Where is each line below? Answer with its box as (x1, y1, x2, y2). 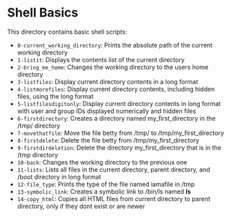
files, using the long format (17, 92, 94, 101)
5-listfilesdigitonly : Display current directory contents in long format (17, 99, 221, 107)
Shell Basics (7, 5, 79, 21)
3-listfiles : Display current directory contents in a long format (17, 77, 199, 85)
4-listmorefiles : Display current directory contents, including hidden (17, 85, 215, 93)
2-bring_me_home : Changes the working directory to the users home (17, 63, 209, 71)
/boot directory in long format (17, 172, 101, 180)
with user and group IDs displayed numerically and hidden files (17, 107, 197, 115)
